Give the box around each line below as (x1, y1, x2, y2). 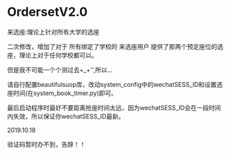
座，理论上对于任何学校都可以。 (7, 51, 98, 59)
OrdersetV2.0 (7, 4, 88, 20)
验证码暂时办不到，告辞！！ (7, 140, 86, 148)
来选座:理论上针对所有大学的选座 (7, 28, 100, 36)
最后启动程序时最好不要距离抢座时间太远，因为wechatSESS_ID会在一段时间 (7, 103, 222, 112)
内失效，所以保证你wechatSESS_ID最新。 (7, 112, 125, 121)
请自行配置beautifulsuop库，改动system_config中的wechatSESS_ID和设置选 (7, 80, 223, 88)
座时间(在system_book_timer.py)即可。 (7, 89, 118, 97)
